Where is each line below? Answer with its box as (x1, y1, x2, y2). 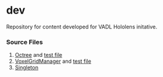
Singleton (14, 64, 39, 71)
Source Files (6, 38, 43, 46)
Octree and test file (14, 52, 63, 59)
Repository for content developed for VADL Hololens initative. (6, 23, 158, 30)
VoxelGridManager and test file (14, 57, 91, 65)
